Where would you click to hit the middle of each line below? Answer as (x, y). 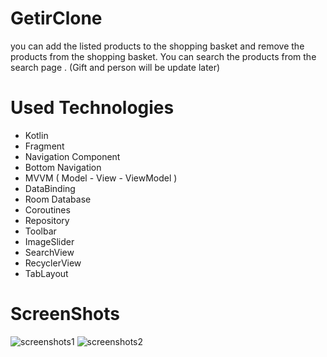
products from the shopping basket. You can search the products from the (163, 56)
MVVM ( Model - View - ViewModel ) (101, 178)
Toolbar (40, 231)
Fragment (44, 146)
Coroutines (47, 209)
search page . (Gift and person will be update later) (115, 67)
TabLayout (46, 273)
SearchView (49, 252)
